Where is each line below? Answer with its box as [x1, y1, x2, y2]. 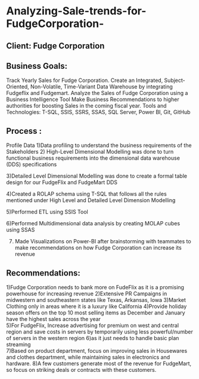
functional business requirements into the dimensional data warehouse [6, 154, 181, 162]
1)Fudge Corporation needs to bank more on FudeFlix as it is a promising [6, 284, 185, 291]
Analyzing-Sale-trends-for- [6, 4, 147, 18]
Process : [6, 126, 42, 136]
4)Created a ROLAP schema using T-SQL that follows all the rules [6, 190, 167, 198]
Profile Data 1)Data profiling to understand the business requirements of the [6, 142, 192, 149]
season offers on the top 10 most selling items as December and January [6, 309, 186, 316]
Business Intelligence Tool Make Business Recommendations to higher [6, 96, 180, 103]
